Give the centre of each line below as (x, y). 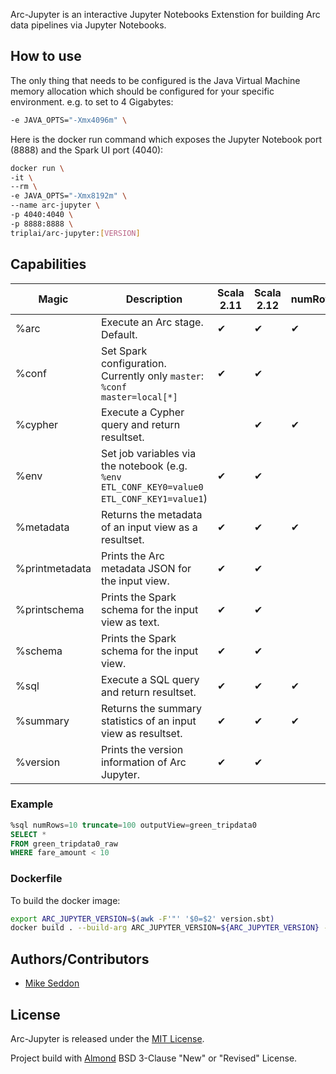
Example (32, 804)
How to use (46, 56)
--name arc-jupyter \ (55, 205)
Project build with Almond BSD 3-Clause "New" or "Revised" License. (154, 1058)
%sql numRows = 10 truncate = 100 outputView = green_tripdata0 (133, 825)
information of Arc (143, 762)
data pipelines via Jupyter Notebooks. (88, 25)
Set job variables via (148, 453)
